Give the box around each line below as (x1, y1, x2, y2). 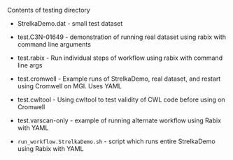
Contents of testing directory (7, 6, 91, 14)
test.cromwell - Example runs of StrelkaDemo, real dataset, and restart (17, 74, 221, 83)
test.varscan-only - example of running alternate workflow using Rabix (17, 116, 222, 125)
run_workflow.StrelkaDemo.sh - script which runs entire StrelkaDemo (17, 137, 216, 145)
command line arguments (17, 40, 91, 48)
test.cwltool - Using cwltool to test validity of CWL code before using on (17, 95, 225, 104)
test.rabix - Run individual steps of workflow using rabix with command (17, 54, 223, 62)
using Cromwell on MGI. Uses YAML (17, 82, 122, 90)
